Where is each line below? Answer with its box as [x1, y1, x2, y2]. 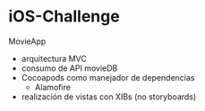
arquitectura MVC [21, 53, 87, 64]
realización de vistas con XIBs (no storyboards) [21, 91, 197, 102]
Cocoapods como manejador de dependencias [21, 72, 195, 82]
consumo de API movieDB [21, 63, 118, 73]
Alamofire [34, 81, 71, 92]
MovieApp [8, 36, 47, 47]
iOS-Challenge [8, 6, 120, 27]
